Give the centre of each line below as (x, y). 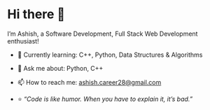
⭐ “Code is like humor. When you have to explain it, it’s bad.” (105, 99)
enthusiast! (23, 41)
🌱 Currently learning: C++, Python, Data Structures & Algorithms (110, 55)
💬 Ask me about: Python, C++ (60, 68)
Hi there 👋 (36, 14)
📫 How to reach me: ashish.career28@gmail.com (89, 82)
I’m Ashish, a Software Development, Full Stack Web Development (103, 34)
